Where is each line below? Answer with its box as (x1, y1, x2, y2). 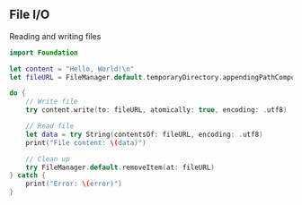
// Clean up (25, 154, 70, 164)
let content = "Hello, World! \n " (9, 64, 135, 73)
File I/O (9, 7, 50, 22)
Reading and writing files (9, 30, 102, 41)
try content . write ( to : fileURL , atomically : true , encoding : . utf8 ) (25, 106, 288, 115)
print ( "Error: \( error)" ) (25, 179, 123, 189)
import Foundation (9, 48, 78, 57)
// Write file (25, 98, 78, 107)
